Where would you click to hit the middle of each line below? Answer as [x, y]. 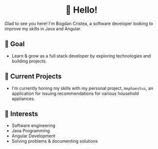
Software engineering [33, 126]
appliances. [23, 98]
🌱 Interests [21, 114]
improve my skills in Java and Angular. [43, 28]
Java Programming [30, 131]
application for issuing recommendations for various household [75, 93]
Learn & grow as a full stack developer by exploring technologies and [81, 56]
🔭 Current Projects [33, 76]
